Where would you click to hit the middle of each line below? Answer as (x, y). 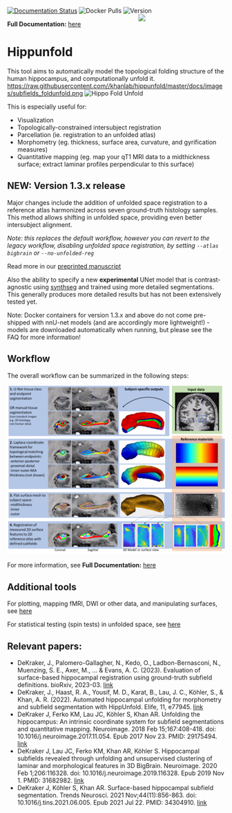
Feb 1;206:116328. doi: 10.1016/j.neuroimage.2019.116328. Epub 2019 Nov (120, 773)
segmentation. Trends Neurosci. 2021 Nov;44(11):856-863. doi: (107, 795)
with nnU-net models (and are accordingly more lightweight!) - (121, 322)
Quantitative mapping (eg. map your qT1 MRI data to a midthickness (114, 156)
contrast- (207, 280)
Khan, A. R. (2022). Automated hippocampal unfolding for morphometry (119, 700)
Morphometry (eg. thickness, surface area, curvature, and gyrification (117, 142)
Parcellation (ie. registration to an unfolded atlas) (86, 134)
